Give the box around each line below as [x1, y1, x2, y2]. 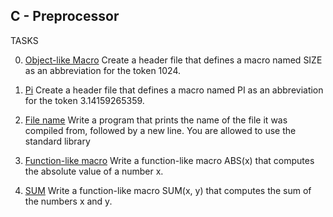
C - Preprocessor [10, 8, 120, 25]
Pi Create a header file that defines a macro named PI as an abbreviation [24, 84, 324, 96]
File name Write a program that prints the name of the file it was [24, 114, 288, 126]
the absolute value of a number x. [24, 165, 164, 177]
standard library [24, 135, 91, 147]
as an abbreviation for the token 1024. [24, 64, 182, 76]
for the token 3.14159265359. [24, 94, 145, 106]
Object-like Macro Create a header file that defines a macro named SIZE [24, 54, 323, 66]
